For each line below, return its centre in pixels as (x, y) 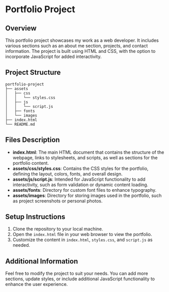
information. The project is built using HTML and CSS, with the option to (80, 51)
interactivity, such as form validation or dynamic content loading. (80, 185)
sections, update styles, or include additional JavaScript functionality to (80, 279)
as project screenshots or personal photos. (58, 201)
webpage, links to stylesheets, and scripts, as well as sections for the (85, 157)
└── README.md (20, 124)
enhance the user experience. (37, 284)
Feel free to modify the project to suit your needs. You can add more (77, 274)
